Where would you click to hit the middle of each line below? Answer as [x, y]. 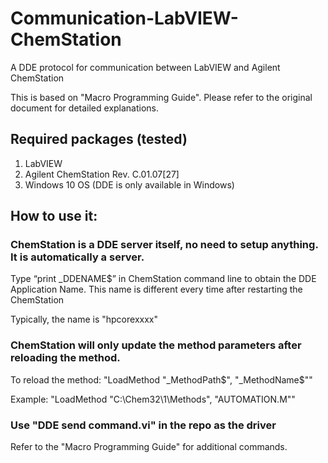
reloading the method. [65, 358]
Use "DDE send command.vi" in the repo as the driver [143, 425]
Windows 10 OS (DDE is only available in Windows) [129, 184]
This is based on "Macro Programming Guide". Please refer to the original [161, 97]
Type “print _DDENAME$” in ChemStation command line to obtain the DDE [163, 279]
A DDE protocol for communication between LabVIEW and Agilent [145, 67]
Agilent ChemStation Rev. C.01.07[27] [102, 174]
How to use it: [54, 216]
